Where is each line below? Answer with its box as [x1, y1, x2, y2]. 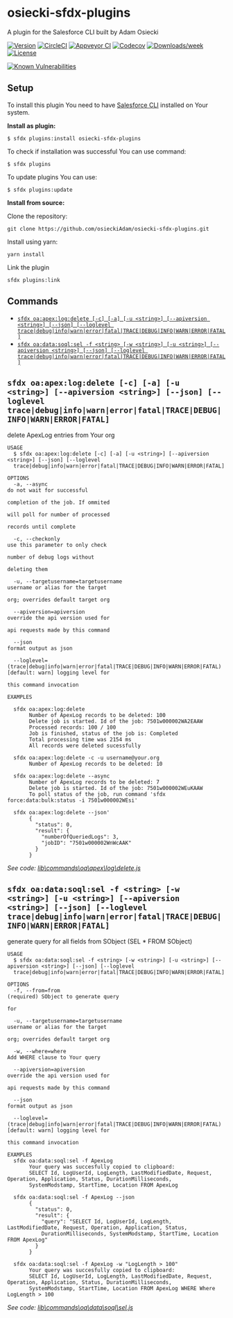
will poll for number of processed [7, 511, 110, 518]
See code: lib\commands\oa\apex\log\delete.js [7, 864, 141, 873]
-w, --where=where [13, 1048, 67, 1055]
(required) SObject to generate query [7, 994, 119, 1000]
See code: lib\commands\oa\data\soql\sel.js [7, 1303, 134, 1312]
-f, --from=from [13, 987, 60, 994]
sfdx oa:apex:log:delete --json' [13, 809, 110, 816]
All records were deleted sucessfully [28, 742, 141, 750]
